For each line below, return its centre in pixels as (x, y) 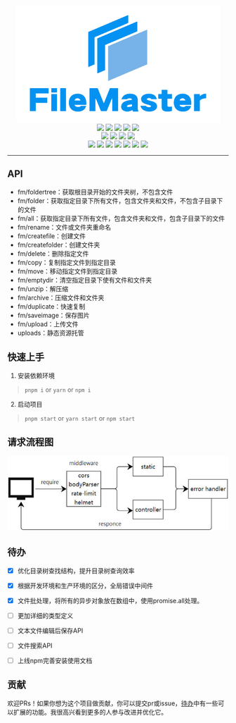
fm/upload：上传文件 (48, 324)
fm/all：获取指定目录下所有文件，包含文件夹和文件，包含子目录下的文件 (121, 218)
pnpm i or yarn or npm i (58, 390)
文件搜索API (35, 645)
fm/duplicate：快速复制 (51, 306)
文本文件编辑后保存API (50, 630)
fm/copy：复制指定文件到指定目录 (66, 262)
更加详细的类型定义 (45, 615)
